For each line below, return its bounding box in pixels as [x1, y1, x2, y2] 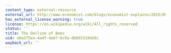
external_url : [5, 12, 36, 17]
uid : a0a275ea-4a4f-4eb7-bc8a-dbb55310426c [5, 36, 99, 41]
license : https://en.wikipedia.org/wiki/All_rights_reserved [5, 21, 138, 27]
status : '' [5, 26, 28, 31]
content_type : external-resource [5, 7, 76, 13]
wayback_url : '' [5, 40, 40, 45]
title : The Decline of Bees [5, 31, 65, 36]
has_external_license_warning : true [5, 17, 83, 22]
